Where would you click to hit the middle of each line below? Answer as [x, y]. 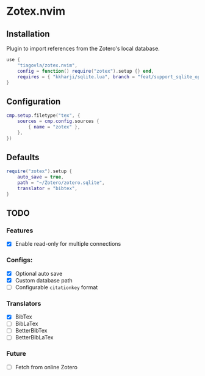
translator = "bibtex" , [48, 188]
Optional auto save [39, 273]
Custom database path [44, 280]
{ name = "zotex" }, [54, 127]
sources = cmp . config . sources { [58, 121]
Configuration [34, 101]
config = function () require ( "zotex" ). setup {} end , [86, 71]
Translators [24, 303]
